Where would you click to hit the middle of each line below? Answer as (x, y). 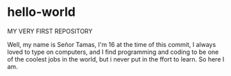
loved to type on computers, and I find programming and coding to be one (113, 52)
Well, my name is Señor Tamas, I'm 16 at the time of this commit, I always (112, 44)
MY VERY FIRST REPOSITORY (50, 31)
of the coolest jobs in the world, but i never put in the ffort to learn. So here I (116, 59)
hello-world (42, 12)
